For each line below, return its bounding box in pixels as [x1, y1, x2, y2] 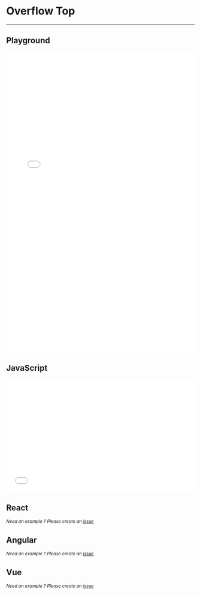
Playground [6, 35, 50, 46]
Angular [6, 535, 37, 545]
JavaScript [6, 363, 48, 373]
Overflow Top [6, 4, 75, 18]
